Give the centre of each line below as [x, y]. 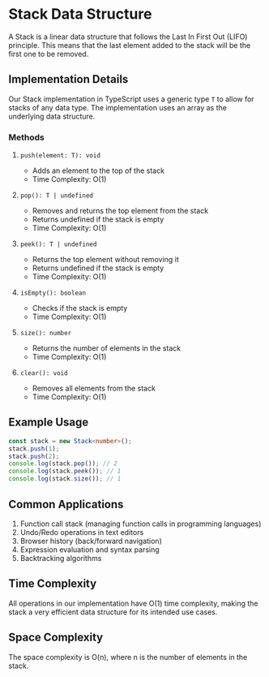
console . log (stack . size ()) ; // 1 [65, 479]
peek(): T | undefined [58, 244]
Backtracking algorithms [61, 558]
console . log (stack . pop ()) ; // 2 [63, 464]
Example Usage [49, 423]
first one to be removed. [49, 54]
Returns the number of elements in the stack [107, 348]
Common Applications [66, 504]
